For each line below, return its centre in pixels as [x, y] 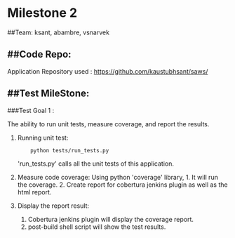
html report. [34, 192]
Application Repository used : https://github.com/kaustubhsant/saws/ [108, 71]
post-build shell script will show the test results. [97, 227]
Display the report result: [53, 206]
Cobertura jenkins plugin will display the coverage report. [111, 219]
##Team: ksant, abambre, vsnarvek [59, 32]
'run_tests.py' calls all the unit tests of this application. [95, 164]
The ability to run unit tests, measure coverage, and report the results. [108, 124]
